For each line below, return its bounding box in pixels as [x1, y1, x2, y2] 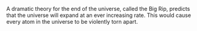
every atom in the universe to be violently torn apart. [6, 18, 138, 25]
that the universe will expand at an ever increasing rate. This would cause [6, 12, 192, 19]
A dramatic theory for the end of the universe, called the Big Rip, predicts [6, 5, 190, 12]
